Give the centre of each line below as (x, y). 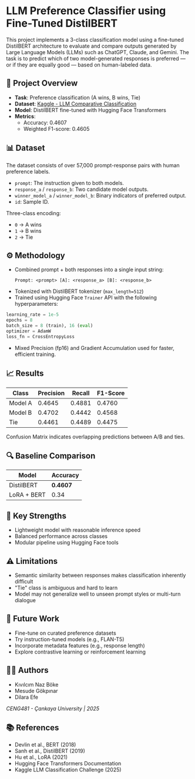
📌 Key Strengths (36, 516)
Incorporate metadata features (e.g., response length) (80, 645)
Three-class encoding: (33, 213)
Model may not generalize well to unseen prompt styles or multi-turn (97, 594)
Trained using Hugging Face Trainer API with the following (86, 298)
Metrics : (25, 116)
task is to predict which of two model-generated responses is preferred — (96, 58)
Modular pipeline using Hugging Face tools (66, 543)
